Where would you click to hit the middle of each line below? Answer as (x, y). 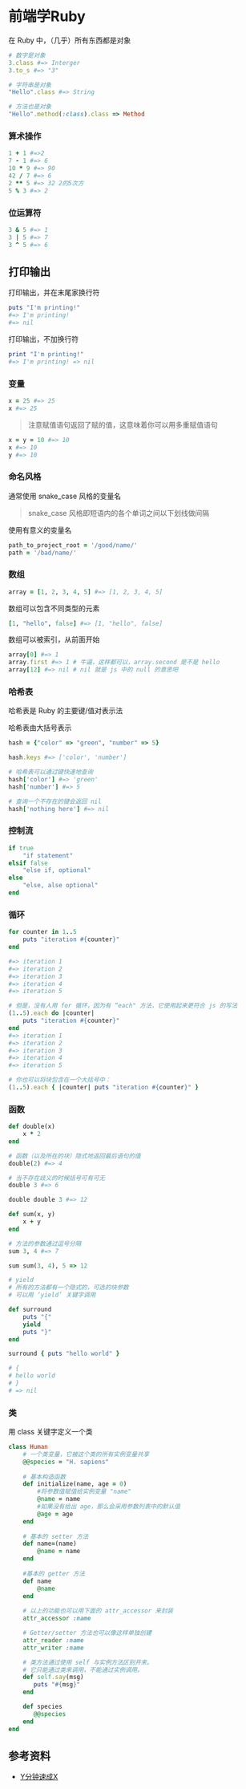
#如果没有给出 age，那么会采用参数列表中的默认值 (109, 1507)
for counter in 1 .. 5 (43, 932)
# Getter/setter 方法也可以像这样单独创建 (87, 1633)
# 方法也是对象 (30, 107)
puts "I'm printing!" (44, 308)
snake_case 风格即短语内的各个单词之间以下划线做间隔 (119, 513)
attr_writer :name (53, 1648)
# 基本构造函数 (44, 1477)
